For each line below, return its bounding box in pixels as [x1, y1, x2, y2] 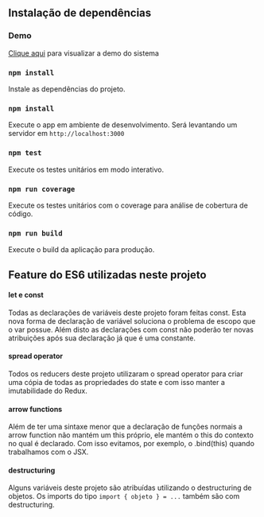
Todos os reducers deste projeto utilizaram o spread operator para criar [8, 369, 243, 379]
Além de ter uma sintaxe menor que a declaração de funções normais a [8, 422, 243, 432]
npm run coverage [8, 185, 76, 193]
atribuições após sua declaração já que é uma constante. [8, 333, 196, 343]
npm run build [8, 228, 63, 238]
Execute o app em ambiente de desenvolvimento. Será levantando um [8, 120, 238, 130]
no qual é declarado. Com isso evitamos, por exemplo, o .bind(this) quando [8, 439, 254, 449]
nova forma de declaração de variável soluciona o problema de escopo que [8, 316, 256, 325]
